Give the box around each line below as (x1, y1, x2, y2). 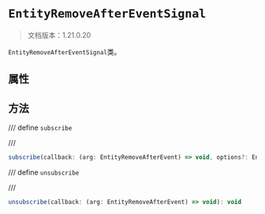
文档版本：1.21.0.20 (27, 30, 91, 39)
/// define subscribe (8, 123, 73, 132)
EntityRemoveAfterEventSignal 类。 (8, 46, 121, 57)
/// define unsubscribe (8, 168, 80, 177)
